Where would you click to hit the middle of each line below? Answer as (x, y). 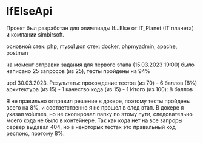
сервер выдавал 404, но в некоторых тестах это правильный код (91, 127)
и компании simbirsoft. (35, 34)
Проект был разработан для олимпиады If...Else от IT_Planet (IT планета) (100, 28)
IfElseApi (29, 11)
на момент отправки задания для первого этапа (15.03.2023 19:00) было (101, 65)
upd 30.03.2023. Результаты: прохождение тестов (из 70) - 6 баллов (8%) (102, 83)
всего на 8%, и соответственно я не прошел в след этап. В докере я (95, 107)
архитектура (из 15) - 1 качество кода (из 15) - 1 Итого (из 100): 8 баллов (100, 89)
